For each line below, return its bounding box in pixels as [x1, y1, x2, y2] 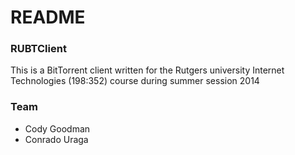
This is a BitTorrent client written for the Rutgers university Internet [10, 64, 285, 76]
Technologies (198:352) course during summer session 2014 [10, 75, 260, 87]
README [10, 6, 86, 29]
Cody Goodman [24, 122, 91, 135]
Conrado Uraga [24, 133, 89, 145]
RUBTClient [10, 42, 67, 56]
